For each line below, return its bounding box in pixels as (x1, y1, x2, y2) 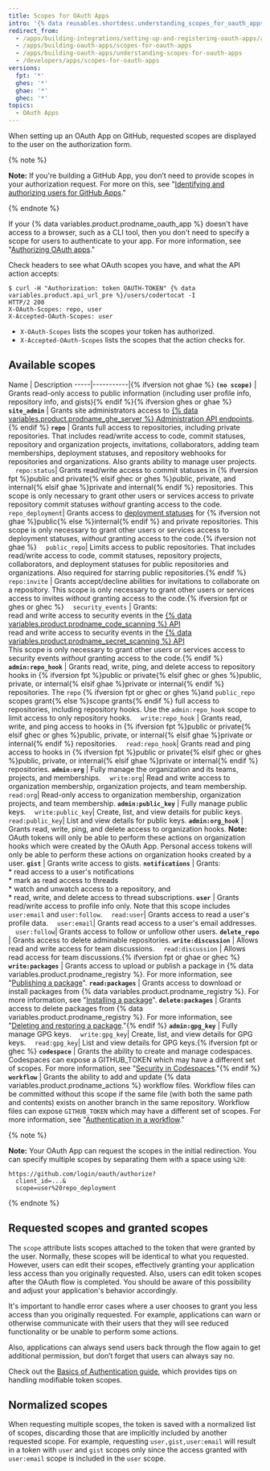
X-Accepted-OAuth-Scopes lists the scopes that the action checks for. (19, 335, 245, 344)
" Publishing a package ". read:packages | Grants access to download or (8, 978, 242, 988)
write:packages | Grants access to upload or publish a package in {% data (8, 960, 254, 970)
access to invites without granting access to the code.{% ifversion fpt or (8, 593, 248, 603)
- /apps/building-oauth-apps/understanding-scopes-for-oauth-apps (15, 49, 243, 57)
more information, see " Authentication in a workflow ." (8, 1115, 185, 1124)
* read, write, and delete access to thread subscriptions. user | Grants (8, 892, 239, 902)
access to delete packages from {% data (8, 1003, 143, 1013)
